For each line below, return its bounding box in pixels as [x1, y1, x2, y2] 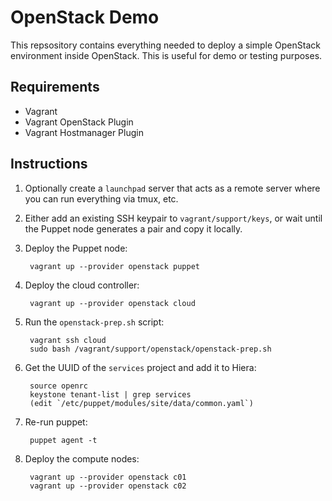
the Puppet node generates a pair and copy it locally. [24, 222, 243, 235]
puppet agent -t [29, 435, 98, 445]
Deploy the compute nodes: [24, 452, 140, 465]
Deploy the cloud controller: [24, 279, 140, 291]
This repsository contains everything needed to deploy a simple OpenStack [10, 39, 321, 51]
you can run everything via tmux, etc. [24, 192, 179, 205]
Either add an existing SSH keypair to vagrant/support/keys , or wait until [24, 212, 323, 224]
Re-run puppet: [24, 416, 88, 428]
